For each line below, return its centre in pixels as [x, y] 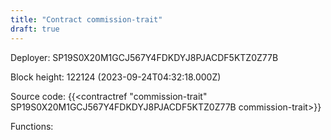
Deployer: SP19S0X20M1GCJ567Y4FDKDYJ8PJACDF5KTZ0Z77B [144, 57]
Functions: [32, 126]
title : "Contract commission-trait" [86, 19]
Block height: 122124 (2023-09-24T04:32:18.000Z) [116, 77]
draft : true [35, 29]
